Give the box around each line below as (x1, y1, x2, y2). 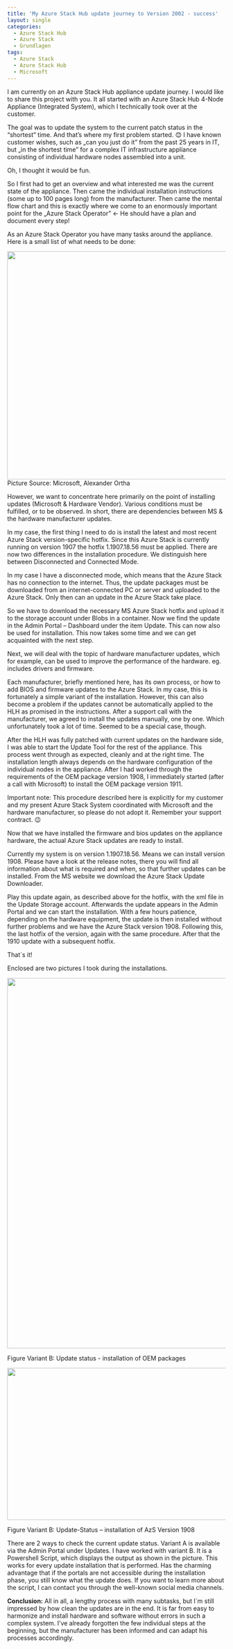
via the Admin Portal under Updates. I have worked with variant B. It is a (7, 1546, 212, 1554)
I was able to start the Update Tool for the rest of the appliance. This (7, 743, 202, 751)
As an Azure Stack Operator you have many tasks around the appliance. (7, 230, 213, 238)
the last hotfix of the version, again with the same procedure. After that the (7, 929, 221, 938)
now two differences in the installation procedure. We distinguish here (7, 550, 207, 558)
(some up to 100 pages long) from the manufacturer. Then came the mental (7, 194, 223, 202)
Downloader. (7, 879, 44, 887)
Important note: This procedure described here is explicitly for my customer (7, 793, 224, 801)
